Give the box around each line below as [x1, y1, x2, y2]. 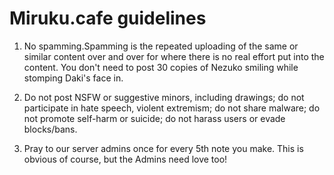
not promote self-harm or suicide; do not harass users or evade [23, 112, 286, 124]
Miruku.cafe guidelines [9, 7, 207, 30]
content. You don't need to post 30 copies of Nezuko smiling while [23, 61, 299, 73]
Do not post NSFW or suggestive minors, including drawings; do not [23, 91, 305, 103]
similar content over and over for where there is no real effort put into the [23, 50, 325, 62]
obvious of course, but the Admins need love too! [23, 153, 228, 165]
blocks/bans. [23, 123, 78, 135]
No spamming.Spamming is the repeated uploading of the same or [23, 40, 299, 52]
